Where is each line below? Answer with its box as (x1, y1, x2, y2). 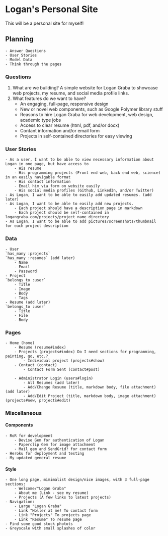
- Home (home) (5, 340, 35, 346)
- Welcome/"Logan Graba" (14, 486, 66, 491)
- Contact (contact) (14, 362, 57, 367)
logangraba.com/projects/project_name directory (5, 215, 109, 220)
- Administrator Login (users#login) (14, 375, 94, 381)
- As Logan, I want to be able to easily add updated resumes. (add (5, 192, 152, 198)
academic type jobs (20, 117, 61, 123)
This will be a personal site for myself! (5, 20, 84, 26)
